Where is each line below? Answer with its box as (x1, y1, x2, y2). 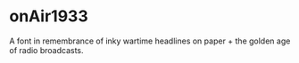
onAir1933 (9, 6, 88, 27)
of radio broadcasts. (9, 44, 84, 55)
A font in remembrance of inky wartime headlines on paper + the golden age (9, 35, 291, 46)
